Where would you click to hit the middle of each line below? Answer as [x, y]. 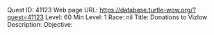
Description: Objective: [40, 24]
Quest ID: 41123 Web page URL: [53, 10]
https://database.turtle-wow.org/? [148, 10]
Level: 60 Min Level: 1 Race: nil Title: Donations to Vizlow [126, 17]
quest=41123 [25, 17]
